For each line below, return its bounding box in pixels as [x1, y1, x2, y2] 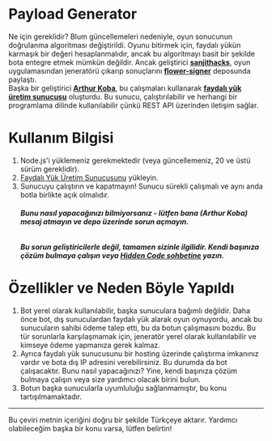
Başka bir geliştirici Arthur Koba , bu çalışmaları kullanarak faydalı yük [8, 83, 242, 93]
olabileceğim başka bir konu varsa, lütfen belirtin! [8, 424, 172, 434]
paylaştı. [8, 74, 36, 84]
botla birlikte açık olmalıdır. [19, 189, 109, 199]
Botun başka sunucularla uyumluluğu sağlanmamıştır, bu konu [19, 384, 227, 393]
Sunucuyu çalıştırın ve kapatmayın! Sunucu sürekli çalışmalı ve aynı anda [19, 181, 263, 191]
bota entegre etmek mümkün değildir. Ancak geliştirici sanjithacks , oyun [8, 57, 251, 67]
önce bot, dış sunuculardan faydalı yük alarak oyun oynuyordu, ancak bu [19, 315, 263, 324]
